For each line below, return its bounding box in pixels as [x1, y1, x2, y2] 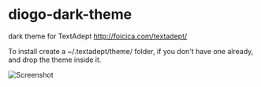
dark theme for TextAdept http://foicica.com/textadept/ [8, 31, 188, 41]
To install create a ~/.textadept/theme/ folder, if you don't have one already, [8, 46, 254, 56]
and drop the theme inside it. [8, 55, 102, 64]
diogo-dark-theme [8, 5, 132, 24]
